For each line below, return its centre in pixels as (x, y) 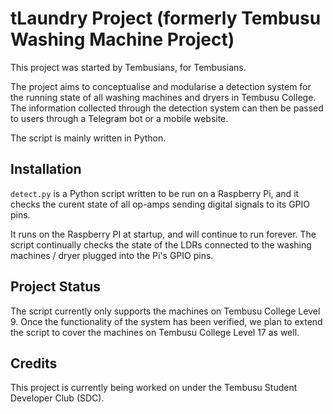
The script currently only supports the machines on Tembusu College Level (165, 311)
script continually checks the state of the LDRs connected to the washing (161, 244)
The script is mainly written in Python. (88, 138)
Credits (34, 363)
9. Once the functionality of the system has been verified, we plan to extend (166, 321)
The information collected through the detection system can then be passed (167, 108)
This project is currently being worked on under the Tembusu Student (154, 388)
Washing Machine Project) (122, 39)
